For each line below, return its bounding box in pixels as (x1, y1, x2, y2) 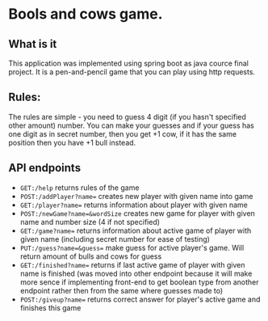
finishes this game (19, 302, 82, 312)
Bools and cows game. (8, 5, 163, 23)
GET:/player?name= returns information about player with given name (19, 200, 248, 209)
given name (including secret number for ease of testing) (19, 234, 210, 243)
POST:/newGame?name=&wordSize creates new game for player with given (19, 208, 256, 218)
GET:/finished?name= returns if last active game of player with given (19, 260, 245, 269)
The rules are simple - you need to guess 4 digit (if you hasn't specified (8, 112, 246, 121)
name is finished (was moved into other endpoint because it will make (19, 268, 253, 278)
